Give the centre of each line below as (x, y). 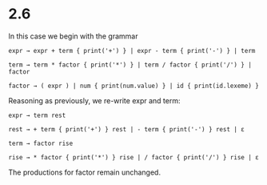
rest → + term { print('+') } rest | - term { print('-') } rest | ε (127, 129)
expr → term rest (37, 115)
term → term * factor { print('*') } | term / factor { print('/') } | (130, 65)
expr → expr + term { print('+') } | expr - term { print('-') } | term (132, 50)
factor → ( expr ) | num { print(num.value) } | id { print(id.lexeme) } (134, 86)
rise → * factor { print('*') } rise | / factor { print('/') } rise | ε (134, 157)
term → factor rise (41, 143)
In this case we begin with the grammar (73, 36)
